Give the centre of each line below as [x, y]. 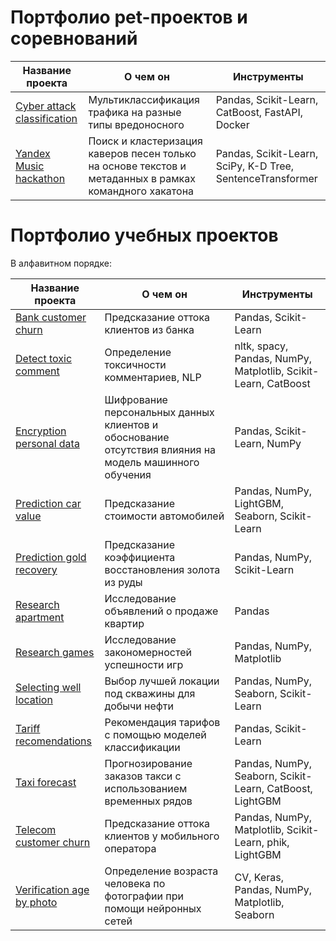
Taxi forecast [46, 782]
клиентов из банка [149, 329]
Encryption [41, 431]
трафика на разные [135, 112]
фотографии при [144, 896]
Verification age [52, 889]
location [34, 699]
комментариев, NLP [153, 377]
